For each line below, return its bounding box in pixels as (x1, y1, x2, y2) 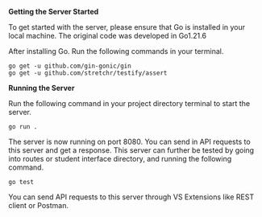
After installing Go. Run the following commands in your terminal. (8, 47, 224, 55)
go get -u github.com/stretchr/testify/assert (8, 69, 168, 77)
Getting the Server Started (8, 7, 99, 16)
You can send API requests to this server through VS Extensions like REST (8, 192, 255, 202)
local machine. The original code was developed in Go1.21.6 (8, 31, 207, 40)
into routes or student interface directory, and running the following (8, 154, 232, 163)
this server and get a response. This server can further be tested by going (8, 145, 255, 155)
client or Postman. (8, 201, 69, 210)
